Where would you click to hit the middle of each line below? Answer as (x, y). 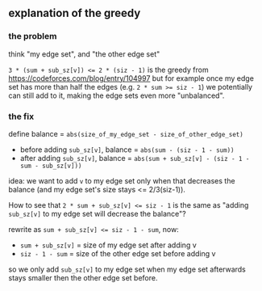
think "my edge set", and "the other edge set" (84, 54)
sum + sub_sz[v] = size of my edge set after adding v (108, 245)
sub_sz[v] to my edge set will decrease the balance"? (98, 213)
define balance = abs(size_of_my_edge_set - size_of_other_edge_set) (126, 133)
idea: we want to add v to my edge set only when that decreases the (122, 180)
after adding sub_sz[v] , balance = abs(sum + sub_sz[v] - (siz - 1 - (135, 158)
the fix (21, 116)
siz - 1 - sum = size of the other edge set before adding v (118, 253)
